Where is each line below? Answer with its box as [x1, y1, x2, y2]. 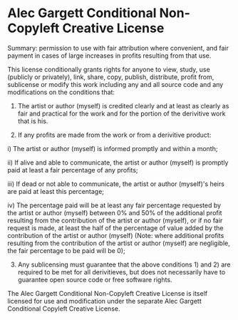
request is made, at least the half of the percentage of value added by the [7, 223, 224, 232]
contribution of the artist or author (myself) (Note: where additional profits [7, 231, 224, 239]
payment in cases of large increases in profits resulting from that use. [7, 51, 212, 60]
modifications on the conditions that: [7, 88, 115, 96]
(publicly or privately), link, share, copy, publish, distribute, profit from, [7, 73, 214, 81]
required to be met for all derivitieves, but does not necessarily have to [17, 267, 226, 276]
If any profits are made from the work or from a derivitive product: [17, 130, 212, 139]
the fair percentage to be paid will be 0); [7, 246, 126, 254]
